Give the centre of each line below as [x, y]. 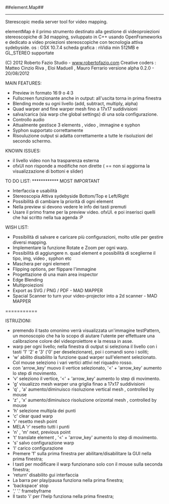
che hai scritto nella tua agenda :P [48, 218]
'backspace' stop [30, 486]
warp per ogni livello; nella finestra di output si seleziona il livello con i [85, 346]
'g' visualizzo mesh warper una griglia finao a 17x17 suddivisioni [78, 384]
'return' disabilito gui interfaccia [46, 475]
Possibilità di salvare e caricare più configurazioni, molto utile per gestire [88, 237]
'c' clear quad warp [33, 416]
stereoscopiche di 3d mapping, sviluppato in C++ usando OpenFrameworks [84, 37]
